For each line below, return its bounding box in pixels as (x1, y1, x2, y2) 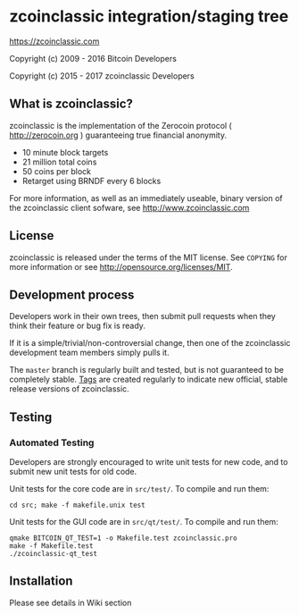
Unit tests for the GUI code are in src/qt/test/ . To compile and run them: (9, 517, 278, 527)
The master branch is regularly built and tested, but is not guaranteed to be (9, 365, 284, 375)
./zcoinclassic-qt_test (9, 550, 98, 559)
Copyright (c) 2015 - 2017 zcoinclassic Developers (9, 70, 195, 81)
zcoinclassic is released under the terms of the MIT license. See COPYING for (9, 252, 287, 263)
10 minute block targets (21, 147, 109, 157)
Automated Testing (9, 436, 95, 449)
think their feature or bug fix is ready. (9, 320, 145, 332)
